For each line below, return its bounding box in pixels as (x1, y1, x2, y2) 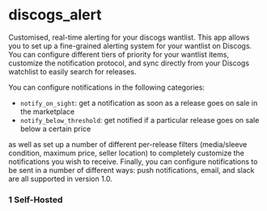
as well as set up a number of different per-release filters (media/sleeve (8, 139, 248, 149)
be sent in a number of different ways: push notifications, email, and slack (8, 165, 255, 175)
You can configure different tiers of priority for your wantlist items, (8, 49, 229, 59)
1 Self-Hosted (8, 194, 63, 205)
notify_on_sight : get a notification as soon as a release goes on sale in (19, 98, 258, 108)
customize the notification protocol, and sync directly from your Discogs (8, 58, 249, 68)
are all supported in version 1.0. (8, 174, 113, 184)
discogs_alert (8, 6, 102, 24)
